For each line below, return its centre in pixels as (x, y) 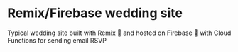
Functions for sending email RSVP (57, 40)
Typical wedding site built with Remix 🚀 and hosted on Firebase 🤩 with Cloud (119, 33)
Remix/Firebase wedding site (95, 13)
